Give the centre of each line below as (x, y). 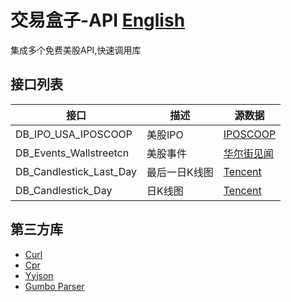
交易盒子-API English (98, 20)
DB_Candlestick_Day (64, 190)
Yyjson (39, 275)
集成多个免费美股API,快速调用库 (76, 50)
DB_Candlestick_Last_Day (76, 171)
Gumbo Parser (54, 286)
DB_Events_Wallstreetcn (72, 153)
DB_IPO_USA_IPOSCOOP (74, 134)
